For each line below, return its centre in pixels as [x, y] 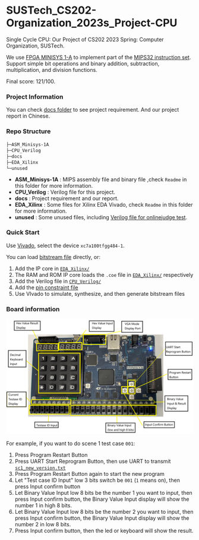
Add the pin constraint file [46, 287]
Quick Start [23, 232]
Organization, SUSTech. [35, 46]
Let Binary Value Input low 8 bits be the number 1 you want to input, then [104, 493]
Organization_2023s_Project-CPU [92, 23]
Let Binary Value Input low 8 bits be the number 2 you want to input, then [104, 512]
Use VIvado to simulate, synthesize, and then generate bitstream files [100, 293]
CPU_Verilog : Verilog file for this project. [65, 192]
